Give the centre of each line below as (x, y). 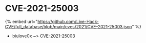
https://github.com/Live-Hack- (68, 21)
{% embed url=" (21, 21)
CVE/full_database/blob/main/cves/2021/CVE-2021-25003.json (69, 26)
